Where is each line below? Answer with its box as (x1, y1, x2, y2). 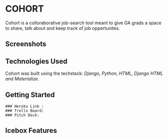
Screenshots (5, 40, 47, 49)
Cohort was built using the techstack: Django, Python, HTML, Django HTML (5, 70, 163, 76)
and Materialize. (5, 76, 39, 82)
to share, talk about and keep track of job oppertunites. (5, 25, 120, 31)
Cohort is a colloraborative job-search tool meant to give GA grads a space (5, 20, 162, 26)
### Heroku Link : (5, 104, 44, 109)
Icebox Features (5, 126, 57, 135)
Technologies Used (5, 57, 67, 66)
